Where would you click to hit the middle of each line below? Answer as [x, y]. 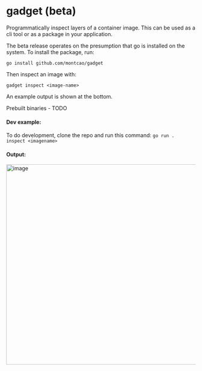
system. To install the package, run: [50, 52]
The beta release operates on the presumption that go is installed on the [96, 46]
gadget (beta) [41, 11]
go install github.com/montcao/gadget [55, 63]
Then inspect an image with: [41, 74]
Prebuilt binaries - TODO [37, 108]
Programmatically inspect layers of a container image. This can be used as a [101, 28]
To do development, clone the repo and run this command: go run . [90, 135]
